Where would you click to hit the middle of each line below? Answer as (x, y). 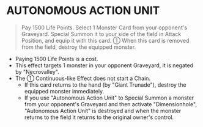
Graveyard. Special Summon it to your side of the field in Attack (101, 34)
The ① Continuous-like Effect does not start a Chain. (83, 78)
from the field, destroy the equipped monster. (79, 47)
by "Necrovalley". (37, 71)
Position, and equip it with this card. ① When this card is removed (105, 40)
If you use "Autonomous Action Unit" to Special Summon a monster (109, 98)
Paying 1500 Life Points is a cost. (57, 59)
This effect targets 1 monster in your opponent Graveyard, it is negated (104, 65)
